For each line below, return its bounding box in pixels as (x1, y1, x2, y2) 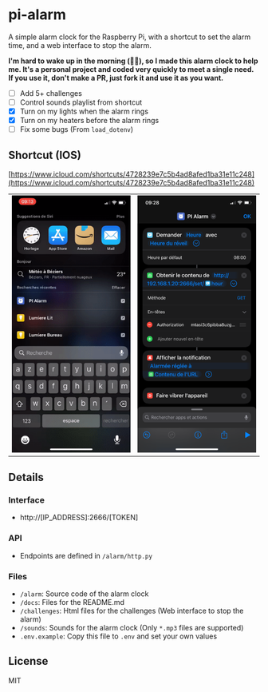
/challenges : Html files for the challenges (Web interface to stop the (19, 606, 244, 615)
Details (8, 471, 44, 484)
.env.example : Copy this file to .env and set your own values (19, 631, 218, 641)
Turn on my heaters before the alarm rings (19, 116, 160, 125)
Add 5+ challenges (19, 88, 82, 97)
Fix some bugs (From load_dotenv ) (19, 125, 134, 134)
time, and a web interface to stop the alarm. (8, 40, 152, 50)
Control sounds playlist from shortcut (19, 97, 143, 107)
